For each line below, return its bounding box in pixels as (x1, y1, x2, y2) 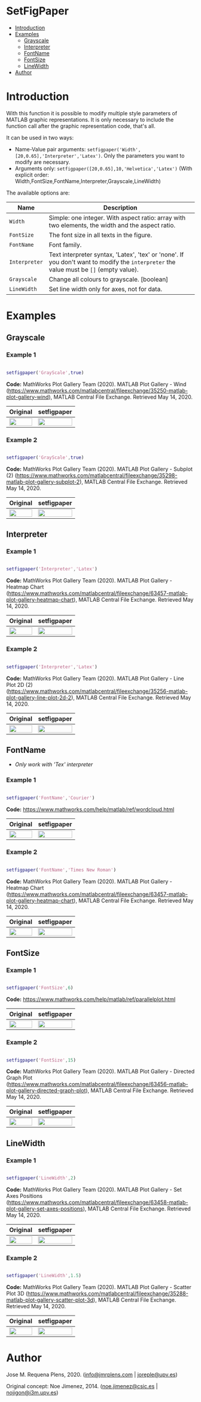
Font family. (48, 240, 82, 249)
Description (103, 203, 138, 211)
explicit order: (14, 171, 50, 178)
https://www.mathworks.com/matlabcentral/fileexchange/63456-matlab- (8, 1081, 188, 1088)
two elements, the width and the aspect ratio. (48, 221, 176, 229)
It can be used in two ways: (6, 134, 74, 141)
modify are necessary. (14, 158, 71, 166)
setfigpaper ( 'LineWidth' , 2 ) (6, 1175, 77, 1181)
